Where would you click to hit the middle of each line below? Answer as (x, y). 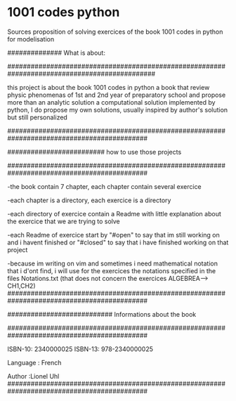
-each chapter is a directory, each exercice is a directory (89, 200)
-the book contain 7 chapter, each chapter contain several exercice (104, 186)
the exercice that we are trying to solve (64, 221)
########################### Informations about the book (102, 314)
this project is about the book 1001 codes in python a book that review (109, 87)
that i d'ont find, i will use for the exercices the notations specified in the (112, 270)
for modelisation (31, 39)
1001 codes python (64, 12)
